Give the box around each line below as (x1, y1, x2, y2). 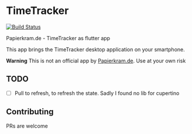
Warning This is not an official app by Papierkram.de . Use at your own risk (6, 57, 186, 64)
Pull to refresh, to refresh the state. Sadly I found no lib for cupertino (14, 89, 180, 97)
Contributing (6, 107, 54, 117)
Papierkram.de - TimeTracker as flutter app (6, 34, 110, 41)
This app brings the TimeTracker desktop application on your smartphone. (6, 45, 186, 53)
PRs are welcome (6, 122, 48, 129)
